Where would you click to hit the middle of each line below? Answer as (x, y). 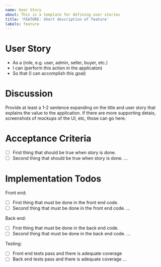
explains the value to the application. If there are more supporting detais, (80, 113)
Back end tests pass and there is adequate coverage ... (69, 259)
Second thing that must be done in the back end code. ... (71, 234)
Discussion (29, 94)
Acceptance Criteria (48, 139)
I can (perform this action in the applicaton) (57, 68)
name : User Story (23, 10)
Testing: (14, 244)
